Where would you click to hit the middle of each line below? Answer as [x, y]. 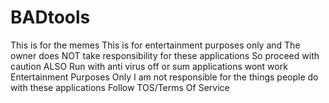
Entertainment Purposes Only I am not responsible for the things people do [164, 77]
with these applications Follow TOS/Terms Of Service [120, 87]
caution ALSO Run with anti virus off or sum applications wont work [149, 66]
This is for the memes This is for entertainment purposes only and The [155, 45]
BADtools [50, 17]
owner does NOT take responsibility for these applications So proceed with [165, 55]
